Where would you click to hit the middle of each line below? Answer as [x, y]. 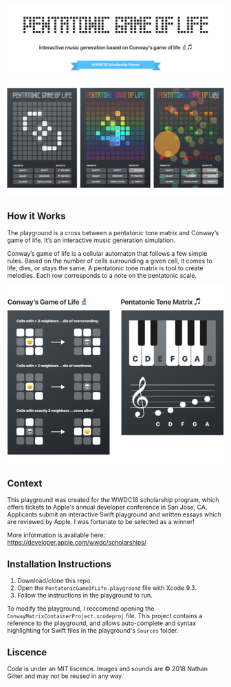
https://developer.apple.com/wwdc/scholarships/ [77, 543]
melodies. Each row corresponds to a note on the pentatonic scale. [102, 275]
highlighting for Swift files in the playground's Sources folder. [93, 631]
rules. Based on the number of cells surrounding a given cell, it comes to [110, 261]
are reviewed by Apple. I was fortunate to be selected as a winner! [101, 522]
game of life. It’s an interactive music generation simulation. [91, 240]
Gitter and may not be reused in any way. [65, 676]
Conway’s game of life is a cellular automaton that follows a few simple [107, 253]
